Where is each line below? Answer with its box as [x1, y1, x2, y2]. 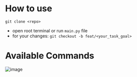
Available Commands [5, 50, 94, 61]
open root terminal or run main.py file [12, 27, 88, 33]
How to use [5, 3, 52, 14]
